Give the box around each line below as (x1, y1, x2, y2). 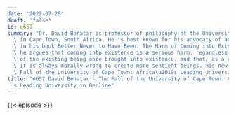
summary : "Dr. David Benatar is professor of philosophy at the (7, 29, 199, 37)
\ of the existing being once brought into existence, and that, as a (13, 56, 225, 63)
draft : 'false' (7, 17, 52, 24)
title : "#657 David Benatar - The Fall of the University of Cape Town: (7, 75, 225, 82)
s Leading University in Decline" (13, 82, 114, 89)
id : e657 (7, 23, 33, 30)
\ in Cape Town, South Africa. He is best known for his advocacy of (13, 36, 221, 43)
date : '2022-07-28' (7, 10, 65, 17)
